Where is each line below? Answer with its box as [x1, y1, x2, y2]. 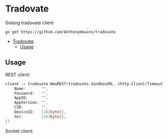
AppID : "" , [14, 95, 49, 101]
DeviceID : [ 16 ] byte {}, [14, 109, 66, 114]
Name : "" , [14, 86, 49, 91]
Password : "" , [14, 91, 49, 96]
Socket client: [5, 128, 34, 134]
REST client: [5, 72, 31, 78]
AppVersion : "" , [14, 100, 49, 105]
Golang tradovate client [5, 20, 54, 26]
